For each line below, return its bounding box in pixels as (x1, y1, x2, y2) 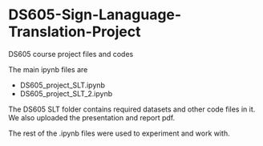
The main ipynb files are (8, 64, 88, 74)
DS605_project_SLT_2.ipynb (19, 88, 113, 98)
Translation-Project (8, 22, 141, 41)
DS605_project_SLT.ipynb (19, 80, 106, 90)
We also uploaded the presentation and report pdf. (8, 112, 176, 122)
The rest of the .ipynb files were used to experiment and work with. (8, 128, 230, 138)
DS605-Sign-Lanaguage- (8, 6, 182, 24)
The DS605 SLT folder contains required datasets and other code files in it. (8, 104, 256, 114)
